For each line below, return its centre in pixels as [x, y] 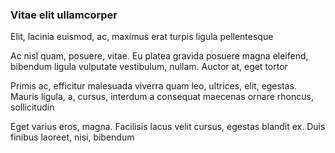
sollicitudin [32, 107]
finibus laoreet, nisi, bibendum [72, 137]
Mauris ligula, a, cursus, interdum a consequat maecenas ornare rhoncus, [162, 97]
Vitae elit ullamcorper [64, 15]
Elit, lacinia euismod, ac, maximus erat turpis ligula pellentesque [142, 37]
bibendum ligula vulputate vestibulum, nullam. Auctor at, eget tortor [149, 67]
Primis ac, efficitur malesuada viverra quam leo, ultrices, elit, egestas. [153, 86]
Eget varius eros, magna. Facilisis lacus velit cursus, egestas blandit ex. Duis [168, 127]
